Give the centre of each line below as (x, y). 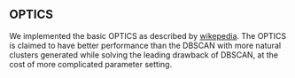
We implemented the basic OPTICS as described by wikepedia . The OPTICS (148, 35)
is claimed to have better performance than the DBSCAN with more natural (145, 45)
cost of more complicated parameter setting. (91, 64)
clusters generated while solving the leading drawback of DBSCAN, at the (144, 55)
